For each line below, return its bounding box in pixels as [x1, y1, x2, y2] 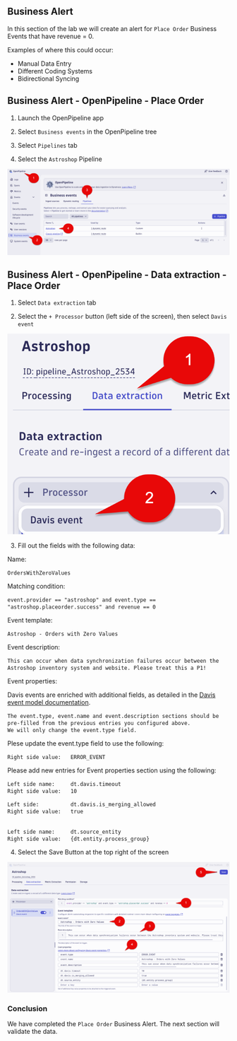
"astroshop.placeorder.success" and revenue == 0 [7, 604, 157, 611]
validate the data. [7, 1027, 58, 1035]
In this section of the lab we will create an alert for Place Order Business [7, 24, 217, 33]
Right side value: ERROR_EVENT [7, 753, 106, 760]
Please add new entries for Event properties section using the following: [7, 766, 217, 775]
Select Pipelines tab [17, 141, 78, 149]
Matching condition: [7, 582, 66, 590]
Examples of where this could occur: [7, 45, 114, 54]
